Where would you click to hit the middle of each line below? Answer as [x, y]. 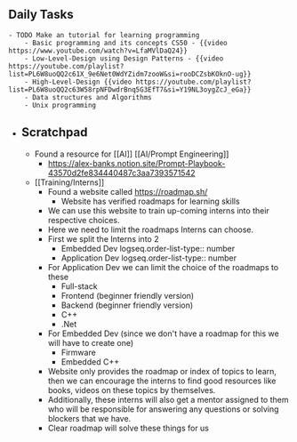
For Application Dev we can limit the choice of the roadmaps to [163, 267]
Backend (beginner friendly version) [127, 305]
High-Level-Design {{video [82, 82]
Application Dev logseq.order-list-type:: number [149, 258]
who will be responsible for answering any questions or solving [163, 409]
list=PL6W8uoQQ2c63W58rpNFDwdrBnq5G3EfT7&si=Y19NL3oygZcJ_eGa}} [130, 89]
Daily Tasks [41, 15]
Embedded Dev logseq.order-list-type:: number [148, 248]
